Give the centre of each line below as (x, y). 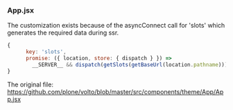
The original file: (31, 84)
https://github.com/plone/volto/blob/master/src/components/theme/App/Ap (115, 91)
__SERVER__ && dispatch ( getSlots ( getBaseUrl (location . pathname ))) (130, 64)
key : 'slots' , (46, 52)
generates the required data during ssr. (63, 33)
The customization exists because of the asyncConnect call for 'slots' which (116, 26)
